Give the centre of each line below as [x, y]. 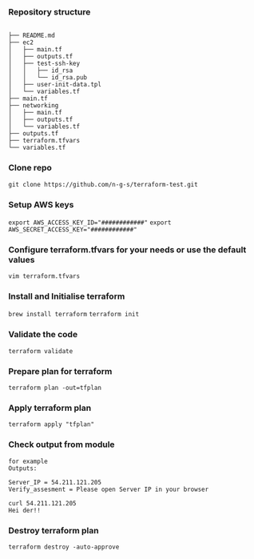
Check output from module [62, 444]
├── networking [34, 106]
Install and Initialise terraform [67, 296]
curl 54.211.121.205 [43, 503]
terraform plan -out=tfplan [55, 388]
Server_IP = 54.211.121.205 [55, 482]
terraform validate [41, 351]
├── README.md [32, 36]
